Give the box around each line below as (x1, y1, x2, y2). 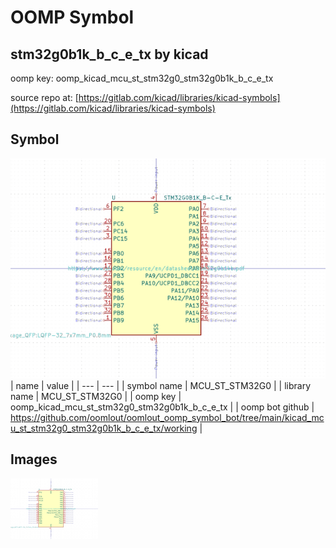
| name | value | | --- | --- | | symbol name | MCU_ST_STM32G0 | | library (10, 379, 312, 391)
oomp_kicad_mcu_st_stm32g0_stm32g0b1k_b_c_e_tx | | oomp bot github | (10, 401, 315, 413)
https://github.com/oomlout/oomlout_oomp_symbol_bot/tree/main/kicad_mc (10, 411, 325, 423)
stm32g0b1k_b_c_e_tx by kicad (10, 46, 209, 63)
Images (10, 451, 58, 468)
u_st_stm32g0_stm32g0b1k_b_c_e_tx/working (10, 422, 198, 434)
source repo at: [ (10, 92, 79, 103)
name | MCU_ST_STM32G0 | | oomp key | (10, 390, 182, 402)
